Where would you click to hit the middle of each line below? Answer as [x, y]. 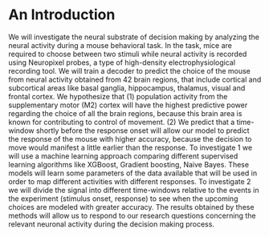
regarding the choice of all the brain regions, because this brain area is [125, 113]
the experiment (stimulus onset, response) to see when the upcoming [123, 199]
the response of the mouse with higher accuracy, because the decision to [130, 139]
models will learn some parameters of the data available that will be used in [133, 173]
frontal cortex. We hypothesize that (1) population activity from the [118, 96]
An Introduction [62, 15]
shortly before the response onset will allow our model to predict [143, 131]
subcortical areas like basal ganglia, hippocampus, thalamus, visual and [127, 88]
